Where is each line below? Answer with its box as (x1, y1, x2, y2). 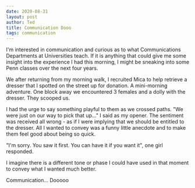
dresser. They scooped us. (6, 94, 70, 102)
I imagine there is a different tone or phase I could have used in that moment (6, 159, 189, 166)
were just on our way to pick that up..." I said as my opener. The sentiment (6, 112, 184, 119)
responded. (6, 148, 34, 155)
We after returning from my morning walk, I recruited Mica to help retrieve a (6, 76, 187, 83)
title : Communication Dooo (6, 24, 72, 31)
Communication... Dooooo (6, 177, 69, 184)
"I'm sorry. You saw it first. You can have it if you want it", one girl (6, 142, 163, 149)
